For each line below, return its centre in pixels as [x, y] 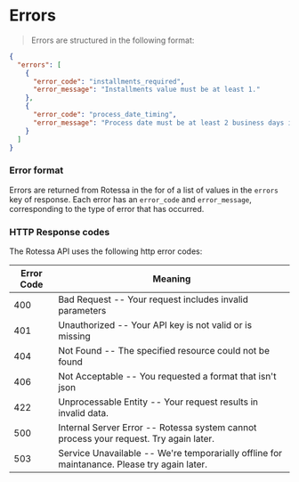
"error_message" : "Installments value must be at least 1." [146, 90]
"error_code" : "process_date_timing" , [105, 115]
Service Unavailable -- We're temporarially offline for [170, 453]
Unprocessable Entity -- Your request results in [158, 402]
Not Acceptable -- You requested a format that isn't [167, 377]
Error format [36, 170]
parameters [82, 311]
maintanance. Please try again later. [132, 464]
